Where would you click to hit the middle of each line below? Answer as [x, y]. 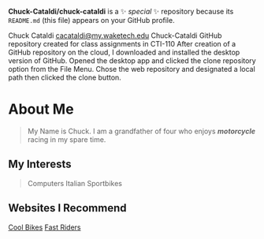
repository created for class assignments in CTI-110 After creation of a [122, 44]
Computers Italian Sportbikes [74, 183]
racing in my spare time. [67, 139]
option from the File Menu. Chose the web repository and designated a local [132, 69]
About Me [41, 109]
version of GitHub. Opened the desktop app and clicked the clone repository [132, 61]
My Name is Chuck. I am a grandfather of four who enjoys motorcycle [141, 131]
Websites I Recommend [67, 208]
